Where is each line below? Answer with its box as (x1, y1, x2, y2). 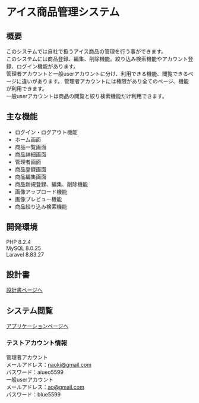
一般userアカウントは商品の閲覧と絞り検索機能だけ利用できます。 (6, 93, 168, 99)
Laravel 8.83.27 (6, 251, 45, 258)
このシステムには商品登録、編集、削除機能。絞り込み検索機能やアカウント (6, 55, 188, 63)
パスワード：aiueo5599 (6, 368, 64, 376)
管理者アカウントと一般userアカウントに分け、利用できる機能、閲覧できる (6, 70, 188, 77)
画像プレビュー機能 (14, 195, 62, 202)
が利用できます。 (6, 85, 48, 92)
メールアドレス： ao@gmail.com (6, 383, 84, 390)
